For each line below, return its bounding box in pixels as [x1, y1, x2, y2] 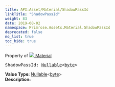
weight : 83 [5, 16, 27, 21]
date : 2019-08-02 [5, 20, 41, 26]
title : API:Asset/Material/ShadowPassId [5, 7, 89, 12]
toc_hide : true [5, 39, 36, 44]
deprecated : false [5, 30, 43, 35]
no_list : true [5, 35, 34, 39]
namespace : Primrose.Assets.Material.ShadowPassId [5, 25, 111, 30]
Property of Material [5, 52, 52, 58]
